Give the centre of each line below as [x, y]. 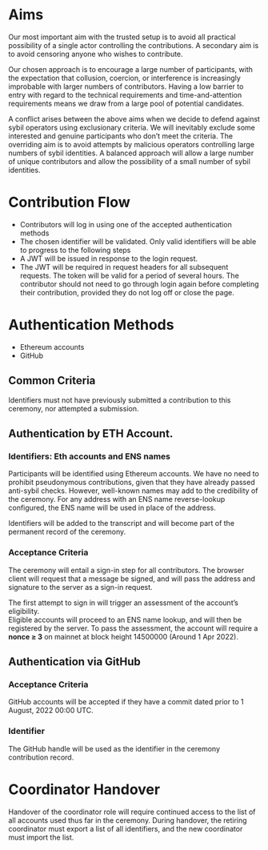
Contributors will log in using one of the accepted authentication [126, 224]
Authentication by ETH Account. [91, 434]
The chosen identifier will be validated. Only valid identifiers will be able [138, 241]
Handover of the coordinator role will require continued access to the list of [132, 812]
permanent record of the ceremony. [67, 532]
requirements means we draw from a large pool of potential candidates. [126, 103]
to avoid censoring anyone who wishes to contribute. [96, 54]
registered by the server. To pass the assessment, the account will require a [133, 628]
